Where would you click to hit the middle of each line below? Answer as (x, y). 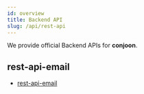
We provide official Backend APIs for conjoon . (72, 46)
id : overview (26, 13)
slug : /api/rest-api (37, 26)
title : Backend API (35, 20)
